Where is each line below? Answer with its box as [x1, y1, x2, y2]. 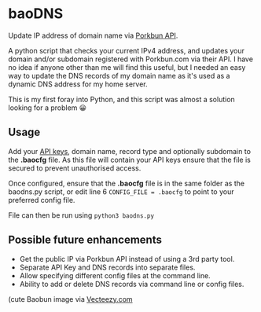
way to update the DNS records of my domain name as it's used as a [8, 71, 230, 80]
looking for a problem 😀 [8, 103, 87, 112]
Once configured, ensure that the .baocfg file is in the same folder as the [8, 178, 245, 188]
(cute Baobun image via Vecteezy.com [8, 294, 133, 303]
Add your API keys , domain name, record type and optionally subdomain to [8, 146, 252, 156]
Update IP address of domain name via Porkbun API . [8, 31, 178, 40]
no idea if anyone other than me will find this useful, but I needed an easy [8, 62, 246, 72]
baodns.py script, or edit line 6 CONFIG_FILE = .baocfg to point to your [8, 186, 234, 196]
